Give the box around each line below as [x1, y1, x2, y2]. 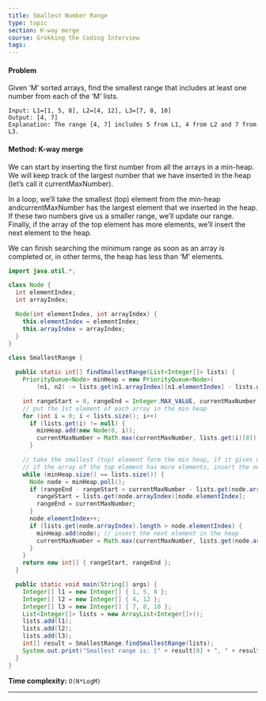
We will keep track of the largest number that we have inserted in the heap [8, 170, 252, 180]
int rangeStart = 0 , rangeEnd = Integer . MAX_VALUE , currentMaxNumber [22, 397, 257, 405]
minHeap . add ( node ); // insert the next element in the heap [36, 529, 239, 537]
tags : [8, 41, 26, 49]
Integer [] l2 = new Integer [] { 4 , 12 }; [22, 595, 161, 603]
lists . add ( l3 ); [22, 632, 73, 640]
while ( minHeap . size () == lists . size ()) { [22, 471, 165, 478]
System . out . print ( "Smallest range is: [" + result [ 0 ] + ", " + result [22, 646, 260, 654]
